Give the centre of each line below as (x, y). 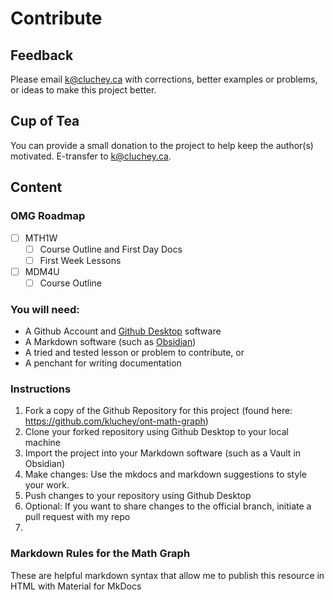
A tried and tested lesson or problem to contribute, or (134, 353)
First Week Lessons (80, 260)
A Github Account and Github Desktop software (123, 331)
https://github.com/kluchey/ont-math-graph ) (116, 421)
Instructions (41, 389)
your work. (47, 485)
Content (36, 187)
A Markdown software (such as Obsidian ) (110, 342)
